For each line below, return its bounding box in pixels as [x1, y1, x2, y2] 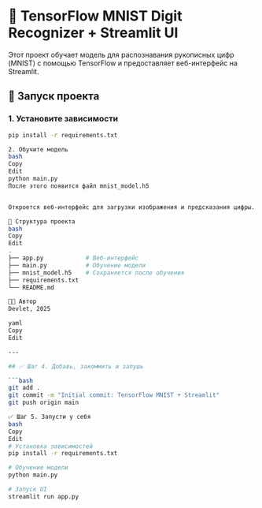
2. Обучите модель [8, 145, 68, 153]
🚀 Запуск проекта [8, 90, 100, 103]
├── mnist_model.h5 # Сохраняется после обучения [8, 268, 185, 277]
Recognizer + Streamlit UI [8, 24, 179, 42]
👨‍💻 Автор [8, 297, 37, 306]
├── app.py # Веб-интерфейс [8, 254, 139, 262]
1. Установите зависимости [8, 114, 119, 125]
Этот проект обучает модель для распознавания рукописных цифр [8, 50, 234, 59]
